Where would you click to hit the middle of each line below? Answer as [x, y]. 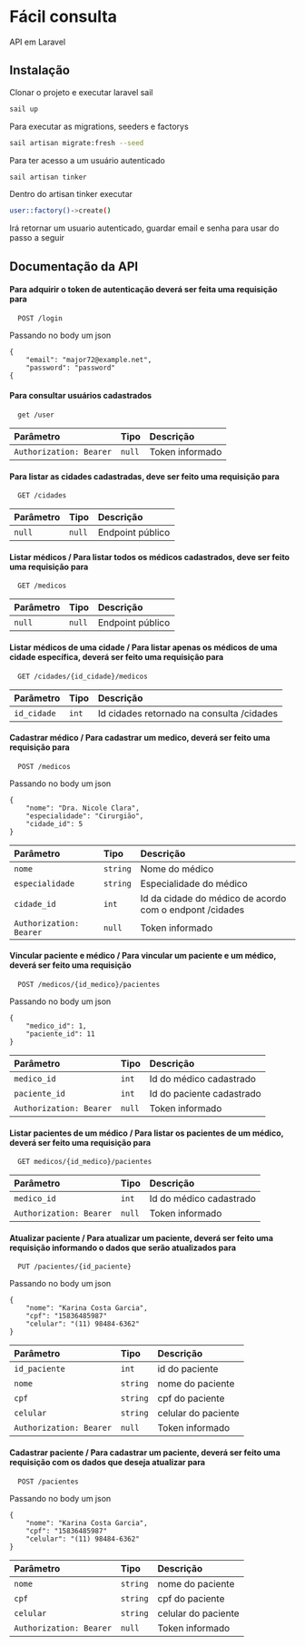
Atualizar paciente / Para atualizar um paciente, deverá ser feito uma [142, 1237]
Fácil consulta [64, 17]
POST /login [40, 318]
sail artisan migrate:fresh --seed [77, 143]
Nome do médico [177, 869]
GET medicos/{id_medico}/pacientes [85, 1162]
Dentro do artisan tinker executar [71, 194]
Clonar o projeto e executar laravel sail [81, 92]
